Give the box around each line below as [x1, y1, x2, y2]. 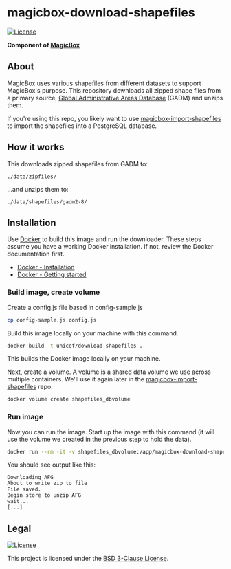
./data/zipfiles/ [7, 173, 57, 180]
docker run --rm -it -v [7, 448, 76, 455]
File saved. [7, 486, 41, 493]
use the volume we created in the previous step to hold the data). [7, 435, 192, 443]
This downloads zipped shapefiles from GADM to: [7, 159, 148, 168]
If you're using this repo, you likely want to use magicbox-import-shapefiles [7, 114, 221, 122]
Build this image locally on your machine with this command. [7, 328, 179, 337]
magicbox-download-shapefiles [7, 5, 195, 21]
